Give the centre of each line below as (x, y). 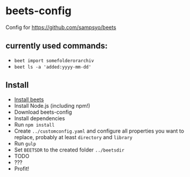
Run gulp (25, 143)
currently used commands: (57, 46)
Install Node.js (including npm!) (52, 105)
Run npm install (34, 124)
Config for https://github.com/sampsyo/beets (61, 27)
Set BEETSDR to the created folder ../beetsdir (69, 150)
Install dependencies (40, 118)
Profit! (22, 168)
